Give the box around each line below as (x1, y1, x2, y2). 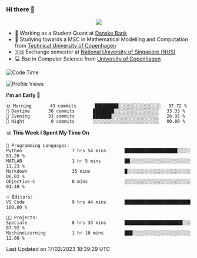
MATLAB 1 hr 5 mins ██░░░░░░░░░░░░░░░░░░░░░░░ (6, 158, 191, 164)
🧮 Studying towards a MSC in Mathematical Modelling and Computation (14, 36, 188, 43)
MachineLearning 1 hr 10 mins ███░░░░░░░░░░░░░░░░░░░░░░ (6, 230, 191, 236)
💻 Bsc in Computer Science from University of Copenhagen (14, 55, 161, 62)
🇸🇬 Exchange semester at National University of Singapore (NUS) (14, 48, 176, 55)
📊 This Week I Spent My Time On (6, 129, 89, 136)
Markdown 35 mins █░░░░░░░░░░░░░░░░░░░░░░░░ (6, 169, 191, 175)
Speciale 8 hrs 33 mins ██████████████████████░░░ (6, 220, 191, 226)
